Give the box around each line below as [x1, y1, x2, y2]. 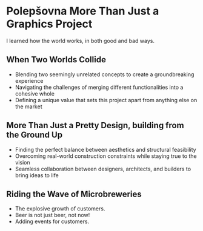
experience [15, 77, 44, 84]
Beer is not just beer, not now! [15, 212, 90, 219]
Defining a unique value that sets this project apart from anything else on [15, 96, 198, 103]
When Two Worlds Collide [6, 54, 106, 65]
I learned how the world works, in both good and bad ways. [6, 37, 155, 44]
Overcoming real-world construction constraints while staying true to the [15, 152, 197, 160]
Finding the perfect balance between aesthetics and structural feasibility [15, 146, 196, 153]
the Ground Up [6, 130, 62, 140]
